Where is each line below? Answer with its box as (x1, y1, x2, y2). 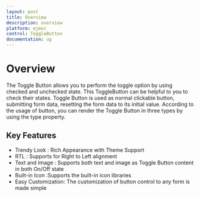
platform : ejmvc (6, 25, 47, 32)
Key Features (6, 130, 57, 140)
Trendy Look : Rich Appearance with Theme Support (14, 146, 144, 154)
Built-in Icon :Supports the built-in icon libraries (14, 171, 131, 179)
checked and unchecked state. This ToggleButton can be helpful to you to (6, 87, 188, 95)
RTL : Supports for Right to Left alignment (14, 152, 118, 160)
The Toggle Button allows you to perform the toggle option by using (6, 82, 173, 89)
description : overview (6, 20, 63, 26)
